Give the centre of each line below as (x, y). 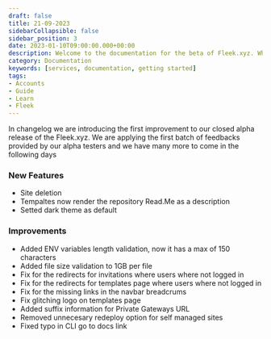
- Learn (21, 98)
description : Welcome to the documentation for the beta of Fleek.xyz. (131, 53)
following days (33, 155)
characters (38, 257)
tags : (17, 76)
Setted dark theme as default (68, 210)
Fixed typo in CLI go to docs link (73, 326)
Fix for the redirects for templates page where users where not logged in (141, 282)
